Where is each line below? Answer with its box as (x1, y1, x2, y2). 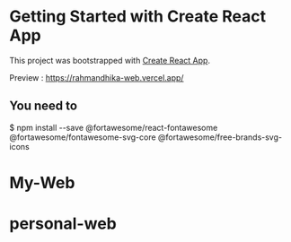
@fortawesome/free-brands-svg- (157, 132, 283, 143)
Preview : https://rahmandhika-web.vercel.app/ (9, 72, 184, 82)
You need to (9, 99, 78, 114)
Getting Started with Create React (9, 6, 267, 27)
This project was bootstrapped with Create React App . (9, 55, 211, 65)
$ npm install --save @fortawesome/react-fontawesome (9, 122, 218, 133)
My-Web (9, 172, 75, 193)
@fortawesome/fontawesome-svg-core (9, 132, 156, 143)
